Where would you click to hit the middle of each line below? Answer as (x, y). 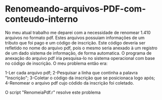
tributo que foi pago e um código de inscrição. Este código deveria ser (75, 43)
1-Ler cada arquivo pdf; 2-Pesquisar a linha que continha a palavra (71, 72)
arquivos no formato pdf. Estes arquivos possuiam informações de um (75, 38)
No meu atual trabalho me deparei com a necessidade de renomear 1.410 (78, 32)
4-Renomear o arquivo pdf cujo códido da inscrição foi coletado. (70, 83)
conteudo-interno (42, 19)
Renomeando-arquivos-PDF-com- (75, 9)
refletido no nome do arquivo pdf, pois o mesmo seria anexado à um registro (81, 48)
